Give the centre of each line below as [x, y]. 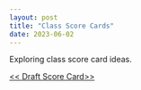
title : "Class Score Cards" [62, 26]
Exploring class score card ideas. [70, 60]
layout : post [34, 17]
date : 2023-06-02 [42, 34]
